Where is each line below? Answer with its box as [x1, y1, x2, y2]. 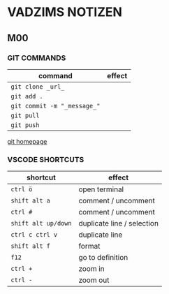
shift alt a [10, 197, 51, 205]
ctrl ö [10, 186, 33, 193]
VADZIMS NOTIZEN [7, 4, 122, 20]
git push [10, 121, 40, 129]
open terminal [78, 184, 124, 194]
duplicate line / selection [78, 219, 159, 228]
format [78, 242, 101, 251]
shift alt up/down [10, 219, 72, 228]
